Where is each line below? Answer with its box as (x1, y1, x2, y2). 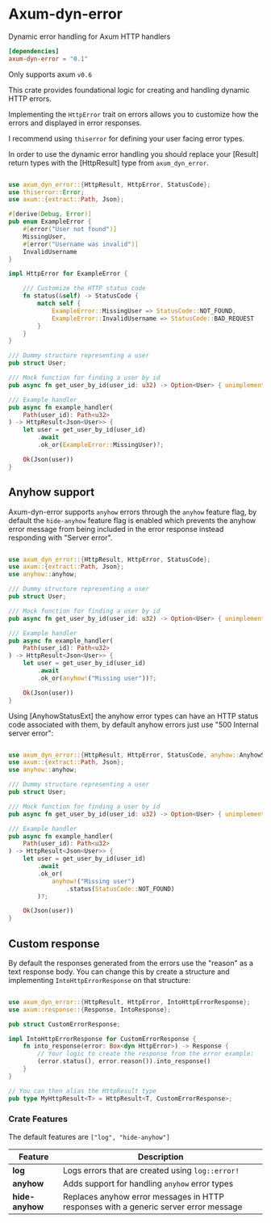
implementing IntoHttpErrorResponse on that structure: (8, 975, 191, 985)
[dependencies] (8, 47, 60, 55)
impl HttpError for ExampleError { (8, 270, 128, 278)
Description (137, 1151, 184, 1162)
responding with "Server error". (8, 533, 113, 542)
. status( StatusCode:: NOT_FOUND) (65, 884, 175, 893)
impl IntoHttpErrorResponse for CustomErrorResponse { (8, 1035, 197, 1043)
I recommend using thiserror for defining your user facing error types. (8, 133, 244, 143)
